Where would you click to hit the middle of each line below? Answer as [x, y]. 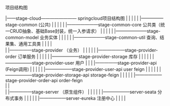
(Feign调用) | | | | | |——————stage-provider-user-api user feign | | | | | [82, 69]
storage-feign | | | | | [112, 75]
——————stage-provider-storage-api [47, 75]
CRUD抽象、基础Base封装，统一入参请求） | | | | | [61, 31]
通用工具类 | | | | [35, 44]
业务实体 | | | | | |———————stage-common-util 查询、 [100, 37]
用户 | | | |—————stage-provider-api [116, 63]
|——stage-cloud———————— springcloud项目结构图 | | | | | [72, 18]
